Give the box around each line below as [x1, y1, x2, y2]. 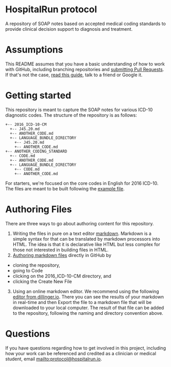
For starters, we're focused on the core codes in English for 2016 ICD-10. [5, 180, 159, 186]
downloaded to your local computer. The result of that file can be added [12, 305, 164, 311]
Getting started [5, 90, 71, 101]
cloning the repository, [12, 262, 60, 268]
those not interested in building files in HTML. [12, 247, 109, 253]
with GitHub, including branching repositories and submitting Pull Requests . [5, 66, 164, 72]
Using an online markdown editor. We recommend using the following [12, 288, 159, 294]
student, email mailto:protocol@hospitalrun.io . [5, 356, 102, 362]
